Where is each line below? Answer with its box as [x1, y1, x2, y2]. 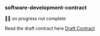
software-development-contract [5, 4, 87, 11]
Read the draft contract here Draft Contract [5, 25, 95, 31]
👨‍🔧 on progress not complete [5, 16, 66, 22]
